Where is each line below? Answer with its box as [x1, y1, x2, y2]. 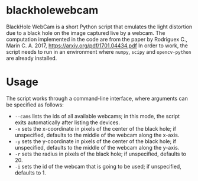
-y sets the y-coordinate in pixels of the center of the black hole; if [14, 137, 176, 145]
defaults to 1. [14, 169, 46, 176]
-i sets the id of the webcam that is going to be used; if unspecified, [14, 163, 181, 170]
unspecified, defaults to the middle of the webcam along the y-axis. [14, 144, 180, 151]
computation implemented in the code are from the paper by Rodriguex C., [6, 35, 188, 43]
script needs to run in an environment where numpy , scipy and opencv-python [6, 48, 191, 55]
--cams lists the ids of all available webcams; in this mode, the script [14, 112, 180, 119]
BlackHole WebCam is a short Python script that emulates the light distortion [6, 23, 193, 30]
